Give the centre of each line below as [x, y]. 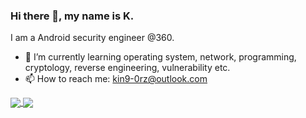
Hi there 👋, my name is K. [72, 16]
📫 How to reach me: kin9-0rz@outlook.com [116, 79]
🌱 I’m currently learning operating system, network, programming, [160, 57]
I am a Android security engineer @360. [92, 38]
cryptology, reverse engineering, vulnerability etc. [127, 68]
